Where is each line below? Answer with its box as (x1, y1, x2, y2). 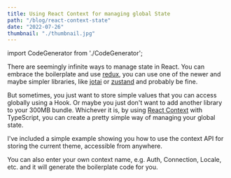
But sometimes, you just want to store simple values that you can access (7, 91, 217, 100)
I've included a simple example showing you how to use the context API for (7, 135, 224, 143)
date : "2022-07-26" (7, 23, 64, 30)
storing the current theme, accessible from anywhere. (7, 142, 162, 151)
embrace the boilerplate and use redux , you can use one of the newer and (7, 70, 221, 78)
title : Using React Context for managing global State (7, 10, 171, 18)
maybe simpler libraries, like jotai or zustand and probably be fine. (7, 78, 198, 86)
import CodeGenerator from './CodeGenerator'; (7, 49, 143, 57)
